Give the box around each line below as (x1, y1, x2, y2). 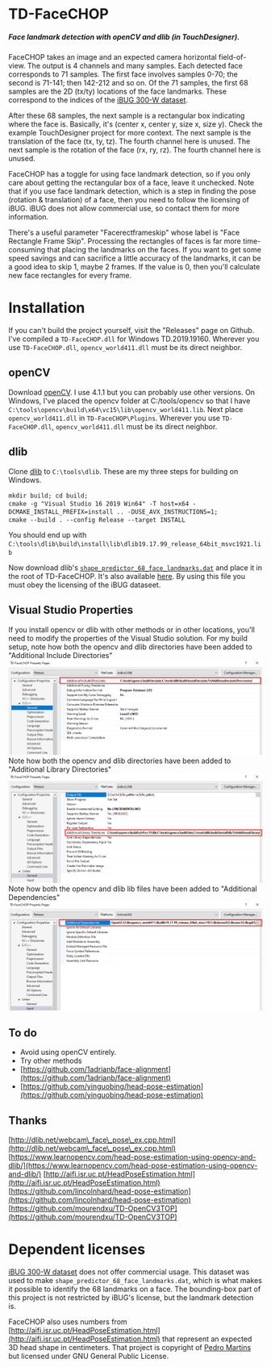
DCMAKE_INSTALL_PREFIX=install (8, 507, 114, 516)
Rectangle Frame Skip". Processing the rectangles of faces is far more (8, 236, 242, 246)
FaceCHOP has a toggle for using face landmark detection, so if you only (8, 169, 251, 179)
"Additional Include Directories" (8, 650, 113, 660)
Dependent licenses (8, 1240, 146, 1259)
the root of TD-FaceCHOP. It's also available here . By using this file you (8, 571, 246, 581)
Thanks (8, 1114, 48, 1127)
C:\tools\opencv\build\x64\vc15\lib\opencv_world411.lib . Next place (8, 404, 244, 414)
